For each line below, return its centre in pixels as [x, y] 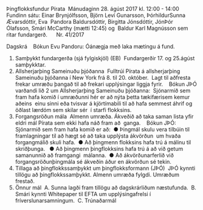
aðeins [23, 103]
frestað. [25, 181]
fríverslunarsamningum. [45, 201]
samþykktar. [30, 65]
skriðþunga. [30, 149]
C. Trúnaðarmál [97, 201]
